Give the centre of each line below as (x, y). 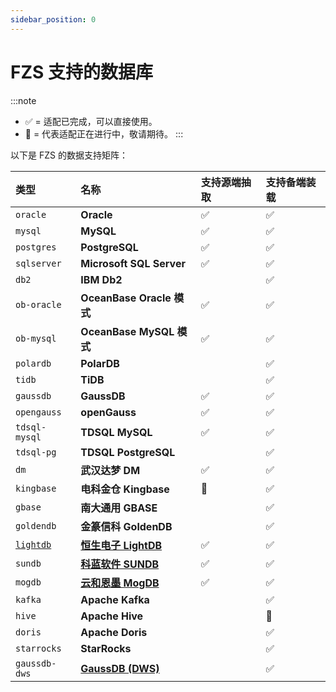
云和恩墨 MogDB (120, 583)
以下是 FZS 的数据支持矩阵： (69, 155)
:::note (23, 100)
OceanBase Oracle (126, 298)
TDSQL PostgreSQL (128, 452)
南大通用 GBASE (119, 508)
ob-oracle (38, 304)
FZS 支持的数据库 (81, 72)
